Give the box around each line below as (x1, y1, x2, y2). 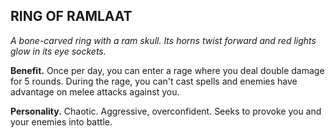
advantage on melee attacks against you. (10, 85, 180, 98)
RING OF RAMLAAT (10, 8, 133, 25)
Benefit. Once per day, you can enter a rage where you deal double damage (10, 64, 325, 76)
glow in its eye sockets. (10, 45, 107, 57)
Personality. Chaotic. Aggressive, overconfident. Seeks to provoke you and (10, 105, 322, 117)
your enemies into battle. (10, 115, 113, 128)
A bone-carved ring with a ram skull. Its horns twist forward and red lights (10, 34, 317, 46)
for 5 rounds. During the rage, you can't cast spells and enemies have (10, 75, 298, 87)
